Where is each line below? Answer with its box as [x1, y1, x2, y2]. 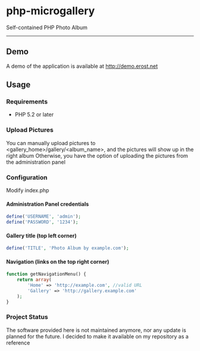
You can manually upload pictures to [6, 139, 96, 146]
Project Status [6, 313, 49, 321]
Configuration [6, 173, 48, 181]
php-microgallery [6, 4, 95, 18]
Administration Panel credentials [6, 200, 89, 208]
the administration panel [6, 158, 65, 165]
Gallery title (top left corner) [6, 232, 77, 239]
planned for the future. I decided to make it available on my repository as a [6, 333, 189, 340]
